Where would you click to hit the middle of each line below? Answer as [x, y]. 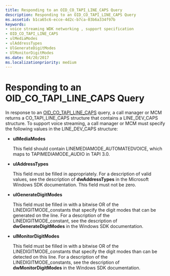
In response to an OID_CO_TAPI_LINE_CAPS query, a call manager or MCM [84, 112]
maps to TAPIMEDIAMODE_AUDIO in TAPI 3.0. [61, 154]
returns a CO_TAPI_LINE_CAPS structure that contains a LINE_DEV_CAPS [82, 118]
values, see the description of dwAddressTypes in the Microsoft [81, 179]
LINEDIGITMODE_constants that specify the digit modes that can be [84, 210]
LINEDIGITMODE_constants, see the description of [66, 262]
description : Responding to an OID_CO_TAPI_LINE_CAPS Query [71, 15]
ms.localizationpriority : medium [41, 62]
